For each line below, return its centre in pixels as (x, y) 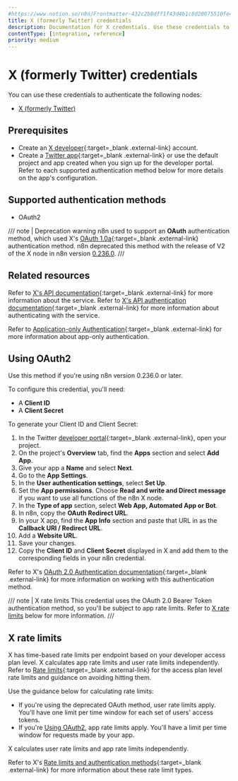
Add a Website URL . (48, 536)
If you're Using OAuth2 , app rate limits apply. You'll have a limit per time (123, 728)
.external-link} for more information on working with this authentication (111, 579)
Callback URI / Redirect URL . (60, 528)
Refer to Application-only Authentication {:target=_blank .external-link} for (115, 329)
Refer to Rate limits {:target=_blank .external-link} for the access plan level (115, 670)
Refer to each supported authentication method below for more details (121, 170)
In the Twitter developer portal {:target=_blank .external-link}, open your (122, 438)
